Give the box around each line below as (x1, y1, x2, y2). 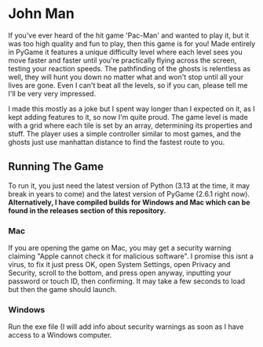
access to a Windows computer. (8, 331, 112, 340)
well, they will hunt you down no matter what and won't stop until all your (8, 72, 244, 81)
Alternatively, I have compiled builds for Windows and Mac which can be (8, 197, 250, 207)
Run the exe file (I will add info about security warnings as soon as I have (8, 322, 244, 331)
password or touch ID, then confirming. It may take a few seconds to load (8, 277, 246, 286)
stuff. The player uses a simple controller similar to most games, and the (8, 128, 242, 138)
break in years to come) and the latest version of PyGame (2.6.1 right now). (8, 189, 250, 198)
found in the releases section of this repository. (8, 205, 166, 215)
